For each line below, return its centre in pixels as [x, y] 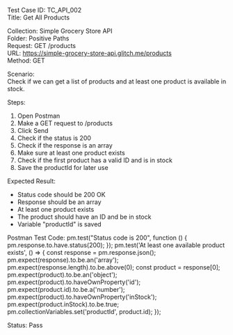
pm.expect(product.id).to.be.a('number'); [66, 289]
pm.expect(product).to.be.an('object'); [62, 275]
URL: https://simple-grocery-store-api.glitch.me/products [89, 53]
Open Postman [39, 116]
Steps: [16, 102]
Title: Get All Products [39, 17]
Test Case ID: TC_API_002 [45, 10]
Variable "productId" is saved [59, 224]
